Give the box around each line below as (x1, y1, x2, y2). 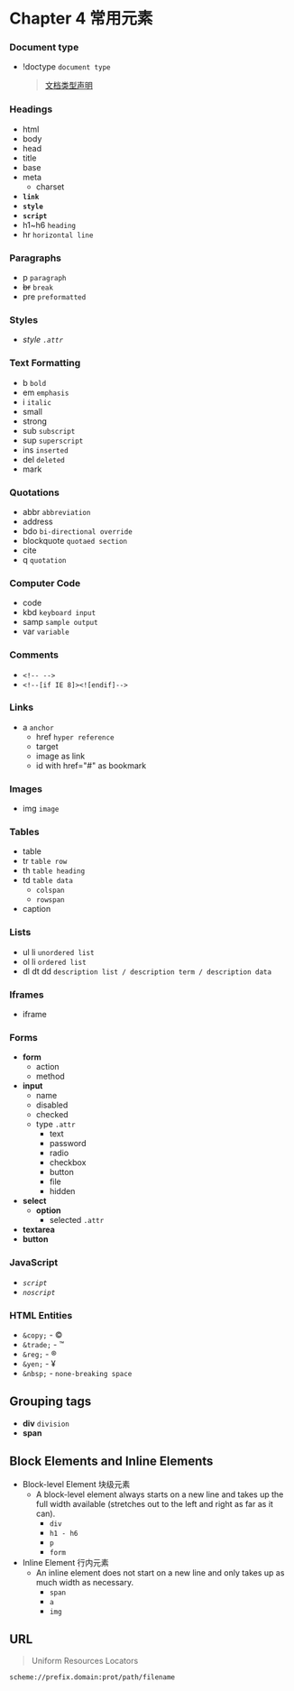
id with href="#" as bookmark (35, 759, 147, 771)
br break (22, 281, 54, 293)
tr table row (22, 856, 68, 867)
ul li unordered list (22, 946, 95, 957)
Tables (9, 826, 40, 839)
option (35, 1205, 61, 1216)
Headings (9, 103, 53, 115)
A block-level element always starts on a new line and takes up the (35, 1489, 284, 1500)
